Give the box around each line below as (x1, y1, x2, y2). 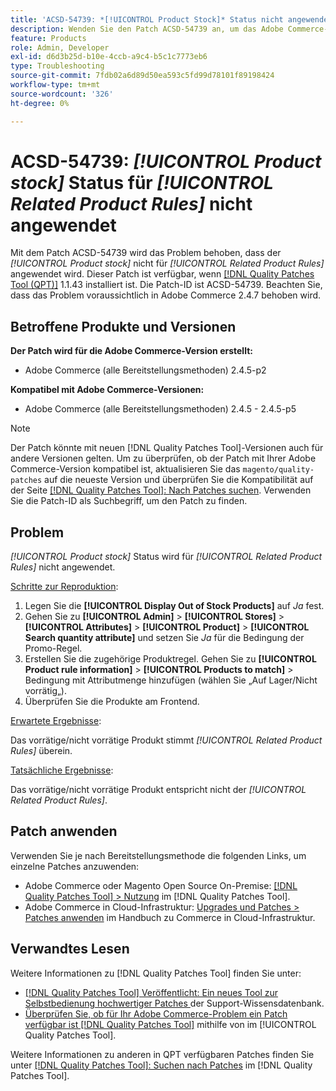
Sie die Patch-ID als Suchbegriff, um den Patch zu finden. (10, 495, 248, 507)
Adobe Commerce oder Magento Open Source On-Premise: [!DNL (24, 879, 298, 891)
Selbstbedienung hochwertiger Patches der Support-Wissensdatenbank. (24, 997, 325, 1009)
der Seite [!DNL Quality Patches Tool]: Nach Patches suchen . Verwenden (10, 484, 312, 496)
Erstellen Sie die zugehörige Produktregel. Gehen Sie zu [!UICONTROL (24, 653, 317, 665)
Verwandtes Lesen (10, 941, 130, 958)
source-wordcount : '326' (10, 89, 114, 99)
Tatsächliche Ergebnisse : (10, 764, 114, 776)
